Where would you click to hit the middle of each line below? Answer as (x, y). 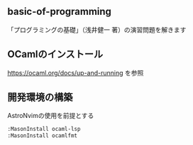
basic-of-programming (60, 12)
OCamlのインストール (55, 54)
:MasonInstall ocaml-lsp (44, 129)
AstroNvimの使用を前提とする (51, 116)
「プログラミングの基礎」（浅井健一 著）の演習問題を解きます (97, 29)
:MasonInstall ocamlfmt (43, 136)
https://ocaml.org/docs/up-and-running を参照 (76, 72)
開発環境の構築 (40, 98)
